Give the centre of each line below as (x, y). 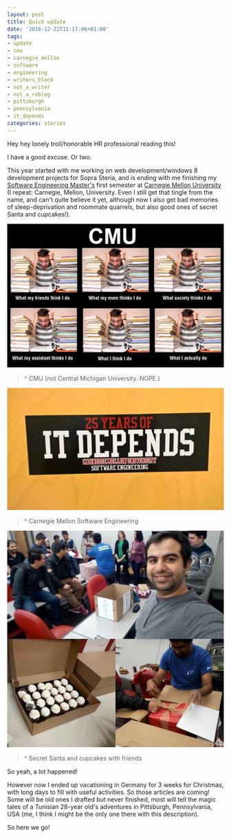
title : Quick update (37, 22)
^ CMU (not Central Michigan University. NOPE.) (92, 378)
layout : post (26, 14)
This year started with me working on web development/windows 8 (102, 170)
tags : (15, 36)
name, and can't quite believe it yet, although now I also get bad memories (113, 199)
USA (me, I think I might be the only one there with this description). (103, 814)
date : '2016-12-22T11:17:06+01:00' (58, 29)
